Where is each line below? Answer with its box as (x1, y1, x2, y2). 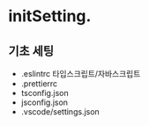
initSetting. (8, 6, 92, 26)
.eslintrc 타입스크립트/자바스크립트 (20, 69, 141, 78)
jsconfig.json (20, 97, 68, 107)
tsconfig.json (20, 88, 69, 98)
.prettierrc (20, 78, 58, 89)
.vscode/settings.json (20, 107, 101, 116)
